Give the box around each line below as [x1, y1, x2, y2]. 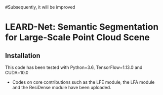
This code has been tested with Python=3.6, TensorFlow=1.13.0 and [5, 64, 143, 70]
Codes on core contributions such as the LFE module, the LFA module [12, 79, 155, 85]
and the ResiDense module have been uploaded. [12, 85, 111, 90]
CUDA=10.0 [5, 70, 29, 75]
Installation [5, 51, 41, 60]
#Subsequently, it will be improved [5, 4, 76, 10]
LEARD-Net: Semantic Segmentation [5, 22, 159, 32]
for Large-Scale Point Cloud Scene [5, 32, 150, 43]
